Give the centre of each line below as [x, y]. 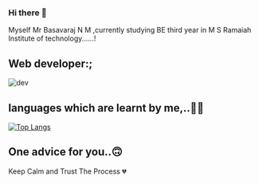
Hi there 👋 [28, 13]
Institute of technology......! [52, 38]
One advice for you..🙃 [65, 152]
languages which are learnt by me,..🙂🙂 [106, 108]
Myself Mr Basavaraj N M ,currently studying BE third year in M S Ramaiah [130, 30]
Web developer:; [51, 63]
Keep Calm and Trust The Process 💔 [67, 171]
